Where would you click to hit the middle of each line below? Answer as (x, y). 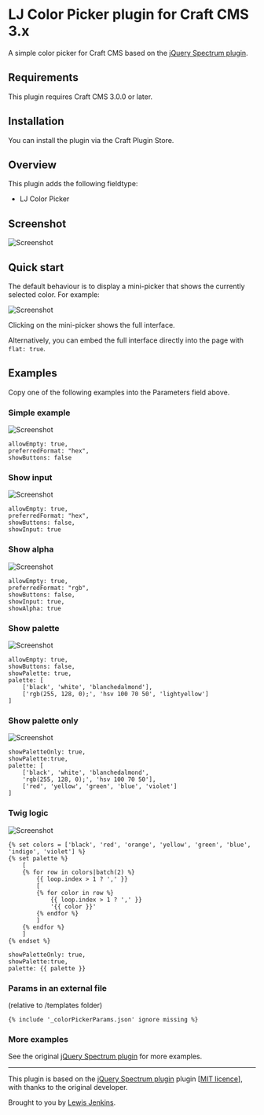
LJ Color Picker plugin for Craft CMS (128, 15)
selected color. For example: (54, 295)
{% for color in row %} (75, 893)
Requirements (43, 77)
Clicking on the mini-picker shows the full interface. (92, 325)
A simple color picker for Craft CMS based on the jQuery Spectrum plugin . (128, 53)
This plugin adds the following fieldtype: (73, 184)
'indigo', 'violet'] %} (47, 851)
